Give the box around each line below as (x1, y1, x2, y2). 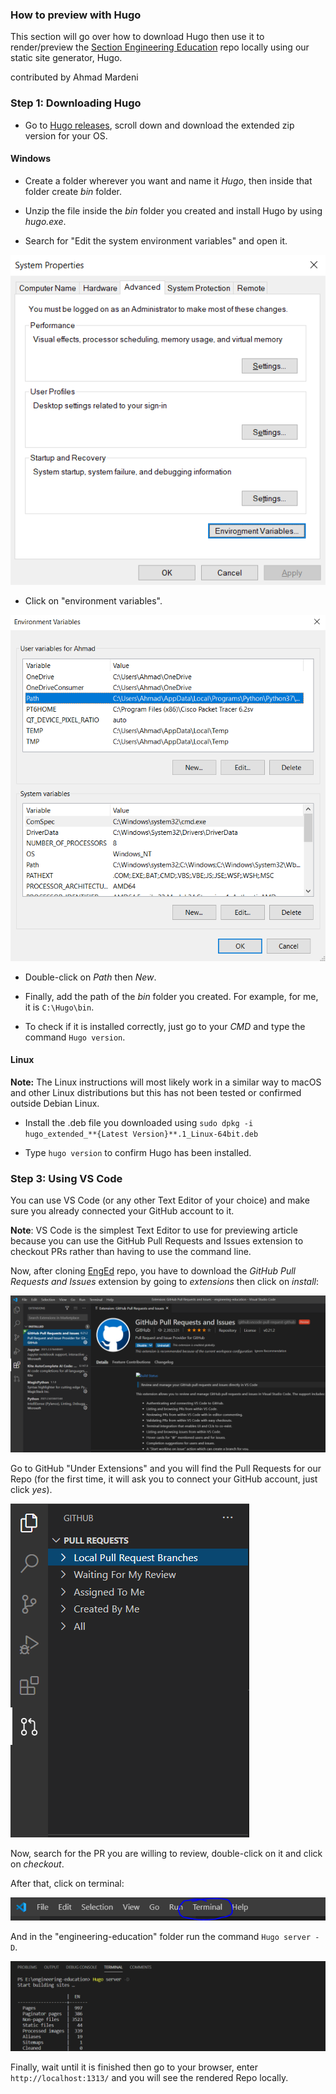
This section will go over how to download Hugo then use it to (10, 31, 265, 43)
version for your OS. (24, 129, 108, 142)
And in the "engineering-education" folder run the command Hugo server (10, 1930, 312, 1942)
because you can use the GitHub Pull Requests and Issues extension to (10, 1235, 304, 1247)
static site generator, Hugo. (10, 52, 123, 64)
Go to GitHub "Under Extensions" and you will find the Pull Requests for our (10, 1463, 322, 1475)
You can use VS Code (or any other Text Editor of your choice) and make (10, 1194, 310, 1207)
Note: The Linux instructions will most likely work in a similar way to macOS (10, 1076, 322, 1088)
